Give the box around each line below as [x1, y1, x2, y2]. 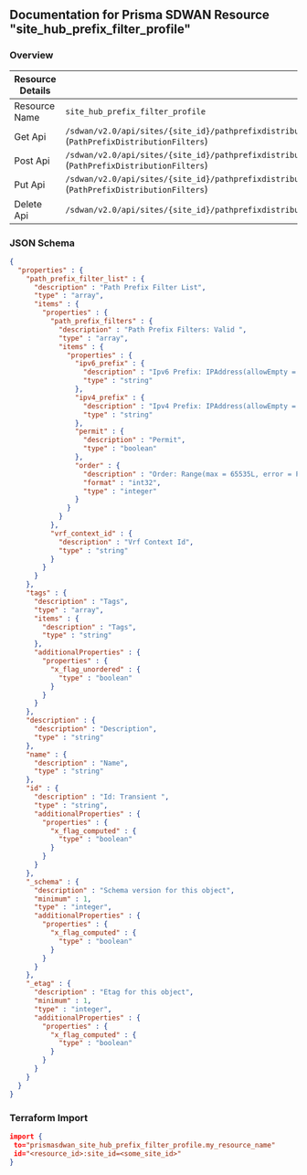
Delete [14, 197, 43, 210]
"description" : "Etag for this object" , [33, 988, 195, 997]
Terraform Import [9, 1111, 89, 1124]
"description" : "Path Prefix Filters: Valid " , [58, 324, 248, 334]
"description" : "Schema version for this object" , [33, 885, 235, 894]
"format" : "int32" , [82, 478, 162, 487]
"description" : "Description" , [33, 725, 157, 734]
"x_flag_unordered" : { [49, 664, 142, 674]
